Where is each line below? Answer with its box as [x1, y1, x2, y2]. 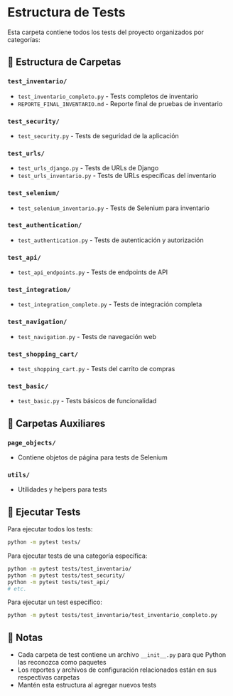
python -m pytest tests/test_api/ [7, 578, 110, 586]
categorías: [7, 35, 40, 43]
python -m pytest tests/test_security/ [7, 571, 126, 579]
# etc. [7, 585, 27, 592]
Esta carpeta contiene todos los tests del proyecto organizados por [7, 28, 205, 36]
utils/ [7, 471, 31, 479]
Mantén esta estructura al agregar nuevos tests [17, 681, 157, 690]
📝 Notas [7, 631, 43, 643]
